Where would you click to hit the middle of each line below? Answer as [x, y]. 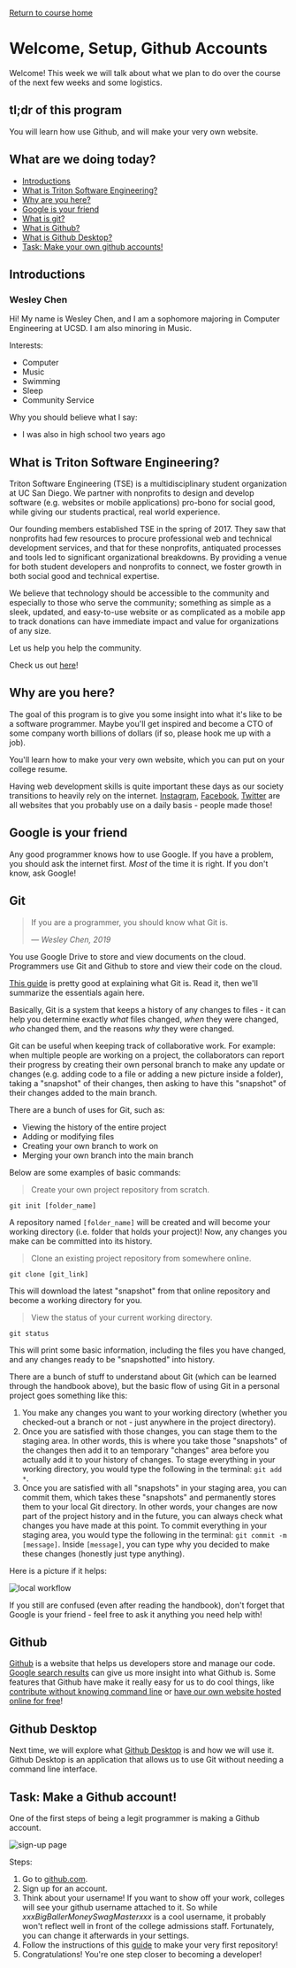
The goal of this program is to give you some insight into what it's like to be [146, 714]
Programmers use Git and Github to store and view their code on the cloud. [146, 966]
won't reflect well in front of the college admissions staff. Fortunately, [148, 1926]
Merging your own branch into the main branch [108, 1155]
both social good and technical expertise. [84, 576]
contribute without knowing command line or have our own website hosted [145, 1692]
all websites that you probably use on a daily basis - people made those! [141, 805]
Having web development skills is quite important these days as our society [147, 786]
